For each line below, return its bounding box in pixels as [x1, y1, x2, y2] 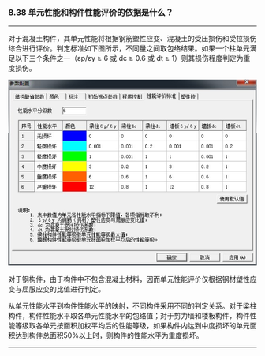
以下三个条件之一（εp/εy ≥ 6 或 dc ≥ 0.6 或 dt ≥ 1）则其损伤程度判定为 [14, 54, 244, 63]
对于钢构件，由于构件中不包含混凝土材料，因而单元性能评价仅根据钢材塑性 [8, 275, 250, 284]
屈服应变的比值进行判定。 [21, 284, 105, 294]
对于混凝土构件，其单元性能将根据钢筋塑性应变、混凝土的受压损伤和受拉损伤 [8, 34, 257, 43]
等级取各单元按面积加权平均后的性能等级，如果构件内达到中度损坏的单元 [14, 321, 250, 331]
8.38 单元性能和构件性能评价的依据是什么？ [8, 6, 174, 17]
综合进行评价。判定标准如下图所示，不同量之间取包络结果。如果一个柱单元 [8, 43, 250, 53]
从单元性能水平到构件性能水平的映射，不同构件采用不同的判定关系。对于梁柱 [8, 302, 257, 311]
